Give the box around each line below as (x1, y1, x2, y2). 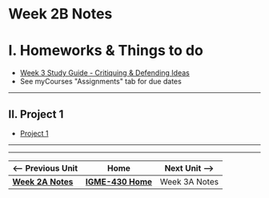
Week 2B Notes (8, 5, 113, 23)
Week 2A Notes (12, 176, 74, 187)
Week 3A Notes (159, 176, 219, 187)
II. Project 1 (8, 107, 64, 121)
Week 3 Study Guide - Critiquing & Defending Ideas (19, 68, 190, 78)
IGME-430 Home (85, 176, 153, 187)
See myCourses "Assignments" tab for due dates (19, 77, 182, 87)
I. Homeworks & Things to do (8, 42, 204, 60)
